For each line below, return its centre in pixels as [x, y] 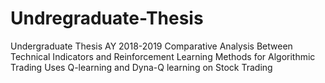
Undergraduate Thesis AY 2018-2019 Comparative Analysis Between [151, 46]
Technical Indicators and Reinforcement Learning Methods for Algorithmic [163, 56]
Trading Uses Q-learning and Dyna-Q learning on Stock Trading [141, 67]
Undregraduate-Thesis [107, 18]
